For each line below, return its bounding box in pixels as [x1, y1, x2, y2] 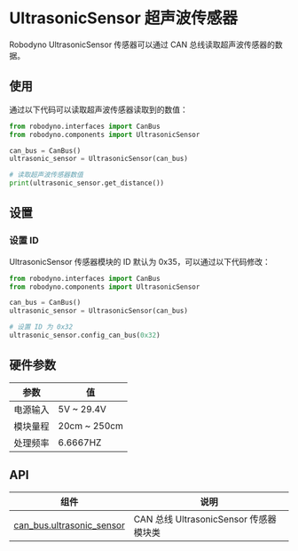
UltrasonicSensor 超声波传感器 [9, 8, 238, 28]
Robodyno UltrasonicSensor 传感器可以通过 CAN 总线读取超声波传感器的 [9, 39, 275, 50]
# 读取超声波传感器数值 [9, 171, 84, 180]
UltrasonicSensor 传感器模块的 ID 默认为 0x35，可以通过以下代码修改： [9, 256, 271, 267]
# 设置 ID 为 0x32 [9, 323, 74, 331]
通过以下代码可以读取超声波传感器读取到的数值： [9, 104, 188, 115]
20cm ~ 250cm [58, 419, 124, 432]
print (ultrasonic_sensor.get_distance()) [9, 179, 165, 188]
